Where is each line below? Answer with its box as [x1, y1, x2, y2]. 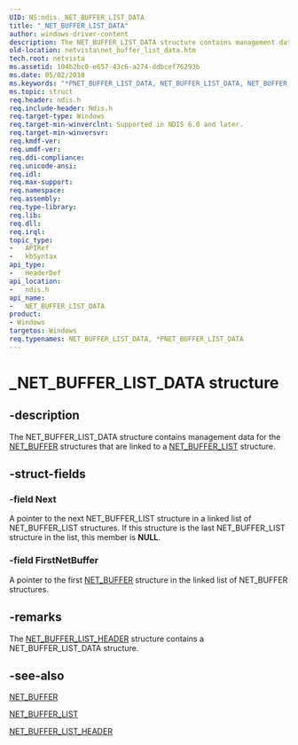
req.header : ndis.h [9, 95, 82, 105]
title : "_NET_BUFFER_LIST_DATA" [9, 21, 129, 30]
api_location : [9, 277, 62, 286]
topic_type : [9, 236, 53, 245]
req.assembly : [9, 194, 62, 204]
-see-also [9, 668, 65, 683]
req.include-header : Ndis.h [9, 104, 114, 113]
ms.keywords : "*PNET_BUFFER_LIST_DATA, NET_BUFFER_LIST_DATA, [9, 79, 244, 88]
